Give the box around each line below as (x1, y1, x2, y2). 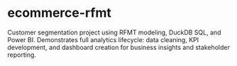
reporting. (7, 51, 37, 59)
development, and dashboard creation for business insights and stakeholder (7, 43, 231, 51)
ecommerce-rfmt (7, 5, 111, 21)
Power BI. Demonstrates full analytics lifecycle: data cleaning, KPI (7, 35, 199, 44)
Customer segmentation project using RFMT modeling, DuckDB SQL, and (7, 28, 221, 37)
